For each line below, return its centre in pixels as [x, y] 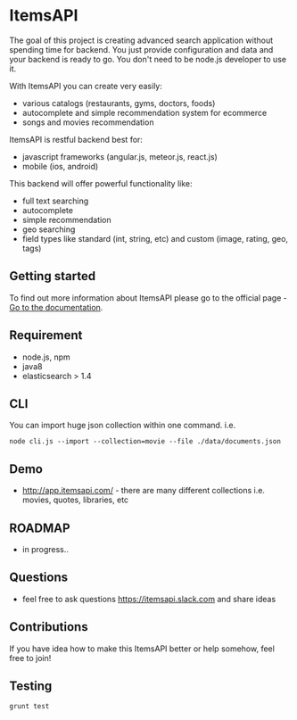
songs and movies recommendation [88, 122]
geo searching [49, 229]
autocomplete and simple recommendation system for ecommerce [144, 112]
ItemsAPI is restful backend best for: [76, 139]
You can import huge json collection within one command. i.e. [123, 426]
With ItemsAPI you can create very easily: [86, 86]
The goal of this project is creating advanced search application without [141, 40]
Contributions [49, 627]
